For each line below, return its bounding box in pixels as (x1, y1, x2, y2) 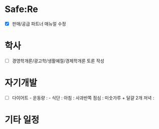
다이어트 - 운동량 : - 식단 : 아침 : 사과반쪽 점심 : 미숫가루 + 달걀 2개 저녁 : (12, 94, 154, 101)
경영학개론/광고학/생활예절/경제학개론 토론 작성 (12, 58, 105, 64)
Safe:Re (5, 4, 38, 15)
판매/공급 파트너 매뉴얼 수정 (12, 21, 66, 27)
